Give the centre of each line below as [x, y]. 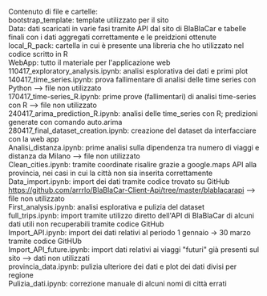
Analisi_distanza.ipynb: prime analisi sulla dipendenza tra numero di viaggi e [134, 148]
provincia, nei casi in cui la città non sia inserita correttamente [111, 173]
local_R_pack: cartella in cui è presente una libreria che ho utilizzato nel [126, 46]
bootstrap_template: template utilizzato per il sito [89, 20]
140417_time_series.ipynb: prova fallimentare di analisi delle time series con [132, 80]
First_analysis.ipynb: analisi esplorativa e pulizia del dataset [107, 207]
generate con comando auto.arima [65, 122]
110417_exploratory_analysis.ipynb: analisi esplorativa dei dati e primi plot [128, 71]
